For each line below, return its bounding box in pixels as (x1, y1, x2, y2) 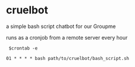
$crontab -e (8, 45, 38, 51)
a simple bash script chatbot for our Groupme (6, 23, 116, 30)
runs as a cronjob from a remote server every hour (6, 34, 128, 41)
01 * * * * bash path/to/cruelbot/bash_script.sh (6, 55, 130, 61)
